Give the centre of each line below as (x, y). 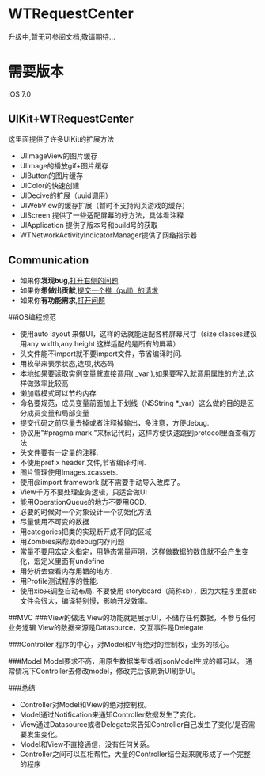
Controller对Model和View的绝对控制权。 (85, 704)
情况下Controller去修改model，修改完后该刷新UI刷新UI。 (107, 671)
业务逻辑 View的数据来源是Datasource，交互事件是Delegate (106, 627)
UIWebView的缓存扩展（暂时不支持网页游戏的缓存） (104, 205)
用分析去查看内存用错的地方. (66, 571)
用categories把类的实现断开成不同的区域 (85, 532)
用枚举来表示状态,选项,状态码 (67, 363)
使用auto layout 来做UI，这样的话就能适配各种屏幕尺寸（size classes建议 (138, 334)
